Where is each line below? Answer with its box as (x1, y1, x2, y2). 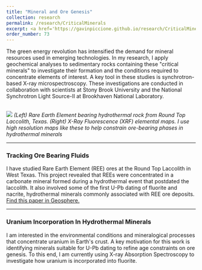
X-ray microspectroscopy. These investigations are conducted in (23, 80, 183, 87)
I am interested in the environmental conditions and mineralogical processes (6, 231, 195, 239)
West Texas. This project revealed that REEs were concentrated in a (6, 171, 174, 178)
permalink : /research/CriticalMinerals (6, 20, 106, 26)
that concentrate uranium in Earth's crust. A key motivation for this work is (6, 237, 191, 245)
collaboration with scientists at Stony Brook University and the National (6, 86, 182, 93)
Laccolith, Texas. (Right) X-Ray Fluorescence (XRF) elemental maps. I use (6, 118, 189, 125)
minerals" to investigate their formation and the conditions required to (6, 67, 179, 74)
